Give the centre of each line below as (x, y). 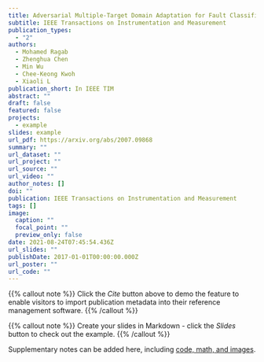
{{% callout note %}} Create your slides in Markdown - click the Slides (122, 326)
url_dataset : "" (35, 154)
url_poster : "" (33, 264)
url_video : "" (31, 177)
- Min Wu (29, 67)
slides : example (35, 132)
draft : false (29, 103)
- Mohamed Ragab (42, 52)
